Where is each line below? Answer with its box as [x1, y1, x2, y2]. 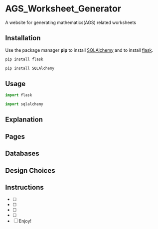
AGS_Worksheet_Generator [5, 3, 121, 14]
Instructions [5, 183, 44, 192]
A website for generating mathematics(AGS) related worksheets [5, 19, 136, 25]
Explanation [5, 115, 43, 124]
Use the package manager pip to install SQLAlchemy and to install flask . [5, 47, 154, 53]
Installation [5, 34, 41, 42]
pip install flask [5, 57, 43, 62]
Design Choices [5, 166, 56, 175]
